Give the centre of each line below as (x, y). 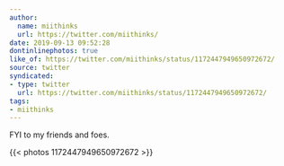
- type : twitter (40, 84)
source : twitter (40, 68)
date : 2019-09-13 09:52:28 (60, 43)
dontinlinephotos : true (54, 51)
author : (24, 17)
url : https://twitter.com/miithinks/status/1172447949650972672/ (142, 92)
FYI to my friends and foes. (59, 135)
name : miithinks (48, 26)
